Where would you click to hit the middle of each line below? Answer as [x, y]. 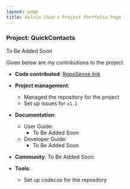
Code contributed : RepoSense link [58, 74]
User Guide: [38, 126]
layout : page [22, 12]
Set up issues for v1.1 [50, 103]
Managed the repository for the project [71, 97]
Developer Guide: [45, 139]
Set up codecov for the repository [65, 179]
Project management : [42, 85]
